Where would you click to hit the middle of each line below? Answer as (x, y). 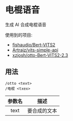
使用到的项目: (19, 35)
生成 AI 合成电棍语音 (26, 24)
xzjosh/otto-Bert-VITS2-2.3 (40, 55)
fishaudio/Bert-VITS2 (34, 45)
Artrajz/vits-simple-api (35, 50)
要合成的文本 (42, 111)
